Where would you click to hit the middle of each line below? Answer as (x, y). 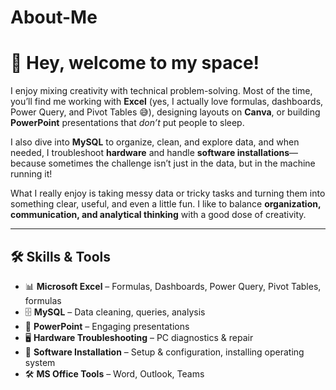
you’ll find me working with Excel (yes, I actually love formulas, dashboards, (167, 102)
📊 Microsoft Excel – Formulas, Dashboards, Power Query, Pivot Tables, (173, 286)
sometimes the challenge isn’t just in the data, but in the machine (182, 163)
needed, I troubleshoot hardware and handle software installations (150, 153)
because (28, 163)
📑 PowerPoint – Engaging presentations (107, 326)
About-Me (54, 17)
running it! (31, 174)
